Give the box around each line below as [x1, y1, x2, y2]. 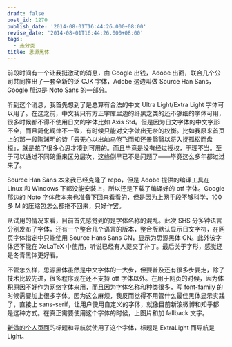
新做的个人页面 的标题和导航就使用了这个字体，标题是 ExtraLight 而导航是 [7, 323, 215, 332]
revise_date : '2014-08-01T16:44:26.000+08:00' [7, 29, 144, 37]
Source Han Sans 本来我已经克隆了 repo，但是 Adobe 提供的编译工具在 [7, 176, 211, 184]
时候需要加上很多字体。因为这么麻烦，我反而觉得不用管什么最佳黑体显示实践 [7, 291, 225, 299]
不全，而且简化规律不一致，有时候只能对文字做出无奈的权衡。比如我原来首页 [7, 126, 225, 135]
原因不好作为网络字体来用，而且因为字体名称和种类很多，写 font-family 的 [12, 283, 223, 291]
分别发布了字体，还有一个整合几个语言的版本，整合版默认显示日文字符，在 [7, 225, 219, 233]
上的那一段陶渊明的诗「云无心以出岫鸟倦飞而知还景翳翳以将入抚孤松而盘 [7, 135, 213, 143]
